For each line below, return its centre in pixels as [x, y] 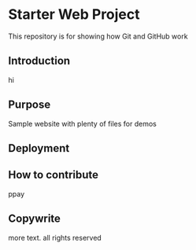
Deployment [39, 148]
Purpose [30, 105]
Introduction [39, 61]
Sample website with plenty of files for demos [83, 123]
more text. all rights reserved [55, 237]
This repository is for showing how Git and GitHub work [98, 36]
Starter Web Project [74, 15]
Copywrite [35, 219]
